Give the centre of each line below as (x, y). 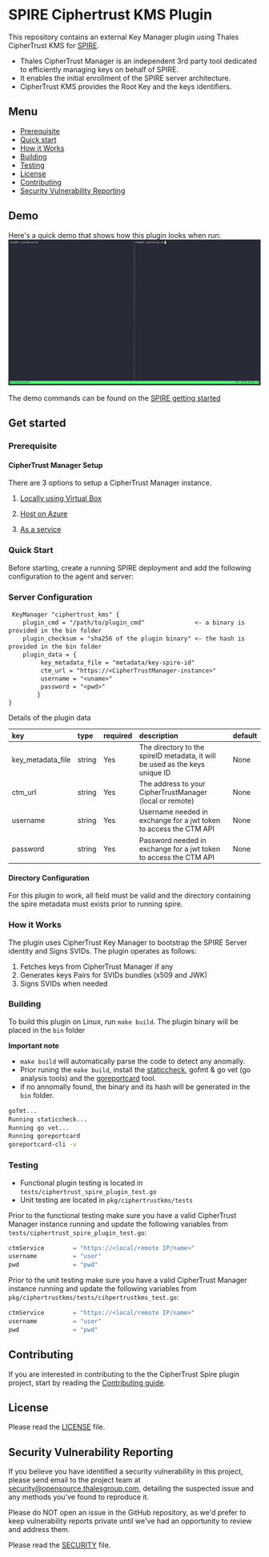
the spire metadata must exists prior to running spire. (96, 904)
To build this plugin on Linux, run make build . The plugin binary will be (123, 1021)
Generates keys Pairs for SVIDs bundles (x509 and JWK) (114, 974)
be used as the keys (172, 764)
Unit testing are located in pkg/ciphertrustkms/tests (106, 1200)
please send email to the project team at (75, 1480)
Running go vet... (39, 1127)
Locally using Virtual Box (61, 498)
